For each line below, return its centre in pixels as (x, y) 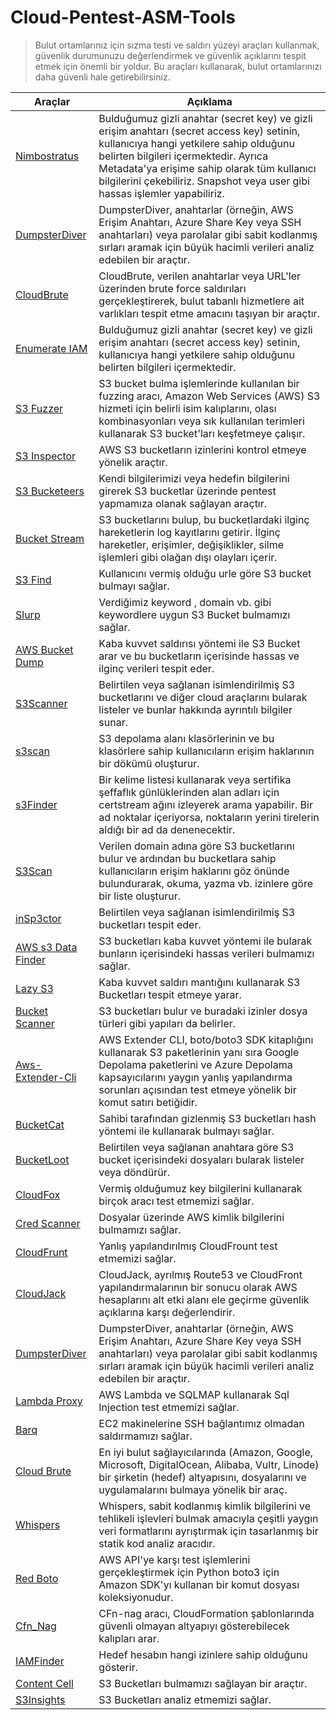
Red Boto (37, 1578)
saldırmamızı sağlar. (145, 1436)
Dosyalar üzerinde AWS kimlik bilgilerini (191, 1217)
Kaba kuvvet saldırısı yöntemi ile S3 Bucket (199, 643)
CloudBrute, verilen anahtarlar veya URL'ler (200, 276)
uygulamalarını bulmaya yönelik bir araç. (193, 1489)
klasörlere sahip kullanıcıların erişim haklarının (206, 751)
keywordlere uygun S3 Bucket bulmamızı (194, 614)
